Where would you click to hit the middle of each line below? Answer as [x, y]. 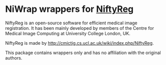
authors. [14, 58]
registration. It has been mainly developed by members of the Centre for [79, 28]
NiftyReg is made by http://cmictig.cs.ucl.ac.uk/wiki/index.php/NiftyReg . [79, 43]
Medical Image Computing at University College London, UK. [68, 33]
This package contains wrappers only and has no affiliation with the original [83, 53]
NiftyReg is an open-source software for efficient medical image [71, 23]
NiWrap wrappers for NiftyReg [69, 9]
